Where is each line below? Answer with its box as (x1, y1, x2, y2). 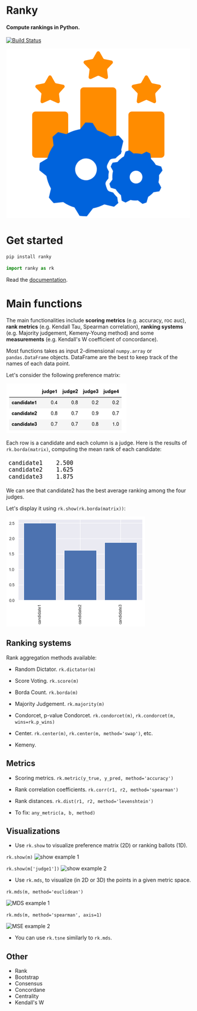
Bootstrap (14, 973, 39, 981)
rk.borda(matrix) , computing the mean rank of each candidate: (6, 446, 162, 453)
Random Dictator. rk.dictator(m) (14, 665, 96, 673)
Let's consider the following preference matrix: (6, 372, 120, 379)
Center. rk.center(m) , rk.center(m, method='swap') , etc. (14, 729, 153, 736)
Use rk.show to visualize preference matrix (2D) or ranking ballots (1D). (14, 842, 188, 849)
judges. (6, 493, 25, 500)
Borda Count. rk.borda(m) (14, 689, 78, 696)
